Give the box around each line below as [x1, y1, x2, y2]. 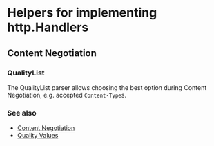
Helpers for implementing [7, 5, 157, 21]
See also [7, 108, 37, 118]
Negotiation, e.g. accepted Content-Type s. [7, 91, 126, 99]
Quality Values [17, 131, 59, 140]
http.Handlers [7, 19, 89, 35]
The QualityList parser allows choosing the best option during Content [7, 83, 207, 91]
